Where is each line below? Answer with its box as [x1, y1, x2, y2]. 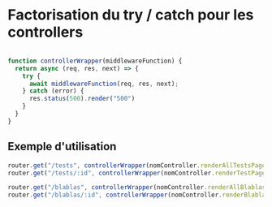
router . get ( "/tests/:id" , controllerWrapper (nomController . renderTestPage [7, 169, 266, 177]
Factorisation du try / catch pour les [7, 6, 254, 24]
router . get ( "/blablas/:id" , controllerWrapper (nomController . [7, 191, 222, 200]
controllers [7, 23, 84, 41]
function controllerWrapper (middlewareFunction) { [7, 57, 183, 65]
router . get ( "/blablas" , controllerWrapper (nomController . [7, 183, 208, 192]
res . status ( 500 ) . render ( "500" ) [28, 95, 136, 103]
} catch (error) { [22, 87, 84, 95]
